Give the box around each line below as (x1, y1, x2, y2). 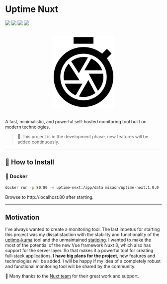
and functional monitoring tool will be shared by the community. (5, 264, 136, 270)
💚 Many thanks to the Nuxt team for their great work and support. (5, 273, 139, 279)
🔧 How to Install (5, 158, 55, 167)
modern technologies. (5, 124, 50, 130)
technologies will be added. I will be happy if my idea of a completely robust (5, 258, 161, 264)
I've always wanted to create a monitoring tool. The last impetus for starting (5, 226, 160, 233)
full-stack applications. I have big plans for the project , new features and (5, 253, 156, 259)
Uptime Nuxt (5, 3, 59, 15)
